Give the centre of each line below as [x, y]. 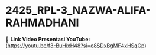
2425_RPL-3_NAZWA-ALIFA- [78, 10]
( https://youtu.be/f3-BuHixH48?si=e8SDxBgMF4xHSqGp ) [76, 46]
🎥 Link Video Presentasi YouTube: [48, 39]
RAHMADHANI [42, 23]
